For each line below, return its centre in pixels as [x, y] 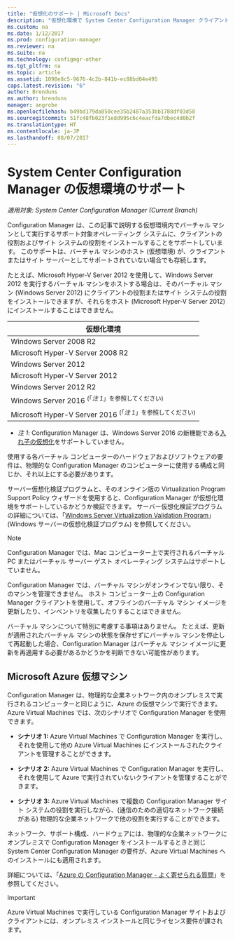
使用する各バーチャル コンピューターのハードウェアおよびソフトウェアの [112, 456]
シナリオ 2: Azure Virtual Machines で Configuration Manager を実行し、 [122, 768]
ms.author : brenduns [37, 99]
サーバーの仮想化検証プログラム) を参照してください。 [116, 524]
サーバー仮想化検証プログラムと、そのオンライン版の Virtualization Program [116, 489]
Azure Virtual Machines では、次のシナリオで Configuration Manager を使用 [116, 712]
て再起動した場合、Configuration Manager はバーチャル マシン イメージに [114, 643]
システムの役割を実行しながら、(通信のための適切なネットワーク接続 [124, 810]
